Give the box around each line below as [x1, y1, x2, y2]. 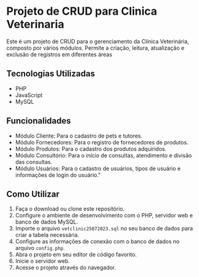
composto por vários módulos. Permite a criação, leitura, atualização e [6, 44, 185, 52]
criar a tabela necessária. [15, 232, 80, 239]
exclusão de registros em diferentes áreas [6, 50, 113, 58]
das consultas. [15, 158, 53, 165]
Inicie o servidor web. [15, 257, 70, 265]
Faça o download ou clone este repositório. [15, 205, 125, 213]
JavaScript [15, 91, 43, 99]
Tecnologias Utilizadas [6, 69, 96, 79]
